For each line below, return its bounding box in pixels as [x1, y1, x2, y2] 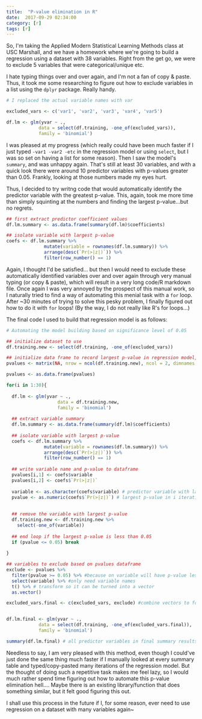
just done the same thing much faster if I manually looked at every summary [6, 655, 194, 663]
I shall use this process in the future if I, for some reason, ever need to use [6, 699, 191, 706]
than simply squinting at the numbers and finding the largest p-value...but [6, 198, 189, 205]
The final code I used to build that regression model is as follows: [6, 316, 168, 323]
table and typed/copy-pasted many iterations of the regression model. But [6, 662, 190, 669]
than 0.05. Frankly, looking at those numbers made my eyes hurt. [6, 173, 167, 181]
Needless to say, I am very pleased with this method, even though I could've [6, 649, 195, 656]
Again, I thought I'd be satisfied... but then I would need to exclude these [6, 266, 186, 273]
